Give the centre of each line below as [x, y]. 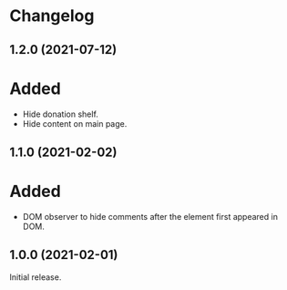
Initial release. [36, 277]
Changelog [52, 16]
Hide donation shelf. [60, 114]
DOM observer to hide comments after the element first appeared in [150, 216]
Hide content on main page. [75, 123]
